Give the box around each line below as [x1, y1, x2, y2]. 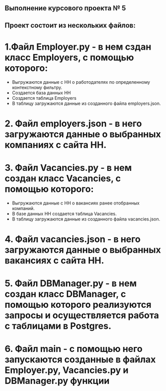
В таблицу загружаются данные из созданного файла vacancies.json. [12, 216, 160, 222]
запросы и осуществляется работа [5, 310, 159, 321]
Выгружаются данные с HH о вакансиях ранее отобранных [12, 200, 140, 206]
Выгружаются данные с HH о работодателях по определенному [12, 79, 150, 85]
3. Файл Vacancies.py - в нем [5, 162, 132, 173]
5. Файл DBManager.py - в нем [5, 278, 137, 289]
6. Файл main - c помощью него [5, 343, 143, 355]
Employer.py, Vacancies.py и [5, 364, 129, 376]
